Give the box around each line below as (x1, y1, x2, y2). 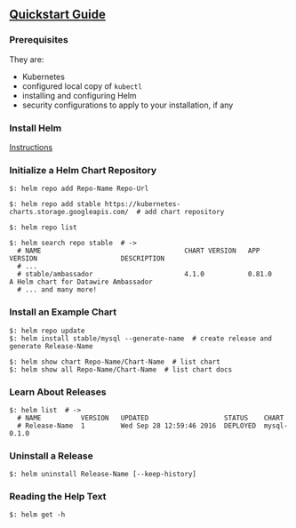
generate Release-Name (9, 341, 93, 350)
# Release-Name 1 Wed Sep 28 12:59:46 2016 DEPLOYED (17, 421, 256, 430)
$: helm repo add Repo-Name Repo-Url (9, 184, 149, 194)
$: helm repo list (9, 223, 77, 232)
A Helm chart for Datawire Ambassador (9, 277, 153, 287)
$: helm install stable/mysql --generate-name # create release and (9, 333, 273, 343)
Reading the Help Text (9, 491, 107, 503)
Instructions (9, 141, 53, 152)
